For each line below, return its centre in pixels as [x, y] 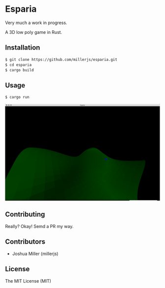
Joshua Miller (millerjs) [35, 254]
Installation [23, 48]
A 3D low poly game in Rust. [34, 32]
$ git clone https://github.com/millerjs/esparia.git [61, 59]
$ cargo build [20, 70]
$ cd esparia [18, 65]
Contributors [25, 242]
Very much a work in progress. [36, 23]
